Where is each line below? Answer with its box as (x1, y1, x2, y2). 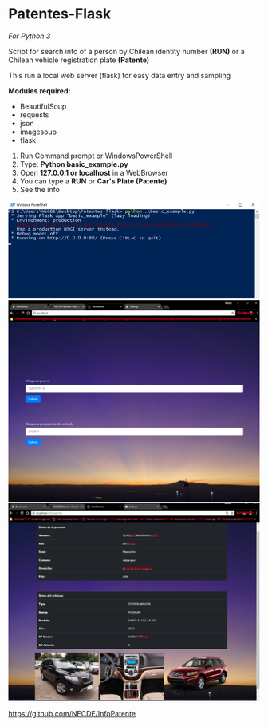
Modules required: (8, 85, 71, 96)
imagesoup (19, 127, 57, 136)
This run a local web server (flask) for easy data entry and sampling (8, 70, 231, 80)
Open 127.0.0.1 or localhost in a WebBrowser (19, 168, 169, 177)
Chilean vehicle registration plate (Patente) (8, 55, 150, 65)
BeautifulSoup (19, 101, 67, 111)
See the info (19, 184, 60, 194)
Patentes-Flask (8, 5, 112, 23)
